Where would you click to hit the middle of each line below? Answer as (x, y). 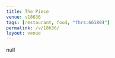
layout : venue (24, 33)
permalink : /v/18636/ (33, 28)
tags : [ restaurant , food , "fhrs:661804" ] (58, 22)
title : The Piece (28, 11)
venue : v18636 (24, 17)
